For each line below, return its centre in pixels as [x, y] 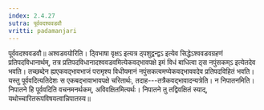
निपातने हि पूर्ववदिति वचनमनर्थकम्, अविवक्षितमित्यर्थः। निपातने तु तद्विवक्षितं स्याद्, [108, 90]
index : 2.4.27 [32, 16]
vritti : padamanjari [43, 31]
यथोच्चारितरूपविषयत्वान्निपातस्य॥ [49, 99]
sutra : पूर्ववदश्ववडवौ [35, 23]
